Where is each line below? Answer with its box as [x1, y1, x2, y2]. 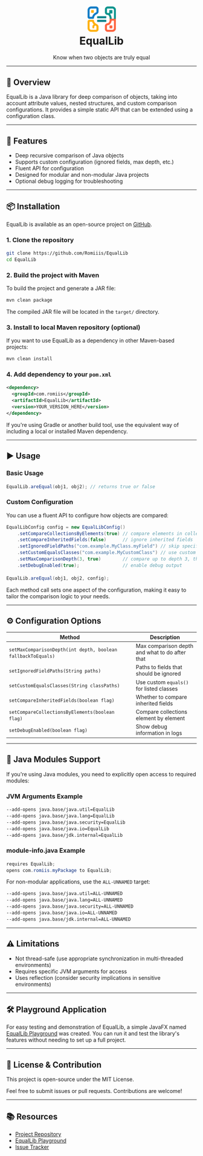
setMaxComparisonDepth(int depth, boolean [8, 647, 118, 653]
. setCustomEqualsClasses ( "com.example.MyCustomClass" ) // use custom [17, 550, 196, 556]
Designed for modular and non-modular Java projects [14, 171, 149, 178]
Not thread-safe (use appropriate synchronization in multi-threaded [14, 954, 184, 962]
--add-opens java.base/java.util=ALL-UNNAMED [6, 891, 123, 897]
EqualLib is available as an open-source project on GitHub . [6, 220, 152, 228]
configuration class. [6, 113, 56, 120]
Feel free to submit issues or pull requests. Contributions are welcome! [6, 1088, 182, 1095]
